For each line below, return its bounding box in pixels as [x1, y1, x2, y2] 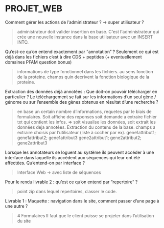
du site [17, 218, 31, 224]
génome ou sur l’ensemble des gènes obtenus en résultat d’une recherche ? [5, 99, 159, 105]
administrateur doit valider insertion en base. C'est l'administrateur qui [17, 28, 159, 34]
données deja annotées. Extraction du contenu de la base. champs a [17, 124, 156, 130]
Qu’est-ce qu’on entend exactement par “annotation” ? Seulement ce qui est [5, 49, 159, 55]
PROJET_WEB [5, 3, 63, 14]
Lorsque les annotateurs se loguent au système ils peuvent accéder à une [5, 149, 154, 155]
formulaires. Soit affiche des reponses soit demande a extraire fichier [17, 114, 157, 119]
